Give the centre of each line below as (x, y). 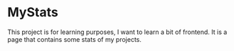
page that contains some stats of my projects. (75, 39)
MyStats (33, 12)
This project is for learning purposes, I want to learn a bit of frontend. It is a (117, 32)
